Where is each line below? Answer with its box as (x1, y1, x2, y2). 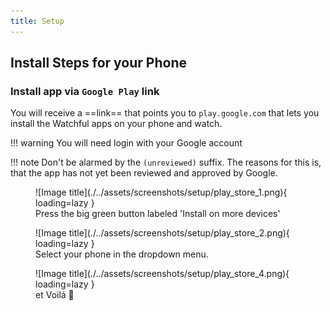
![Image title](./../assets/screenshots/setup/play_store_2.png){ (35, 227, 290, 239)
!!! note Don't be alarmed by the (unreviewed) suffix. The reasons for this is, (10, 156, 322, 169)
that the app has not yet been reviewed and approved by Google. (10, 167, 278, 179)
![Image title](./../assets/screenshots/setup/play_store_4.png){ (35, 268, 290, 280)
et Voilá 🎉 (35, 289, 75, 301)
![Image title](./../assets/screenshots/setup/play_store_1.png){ (35, 186, 288, 199)
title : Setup (10, 16, 65, 26)
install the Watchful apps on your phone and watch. (10, 118, 223, 130)
